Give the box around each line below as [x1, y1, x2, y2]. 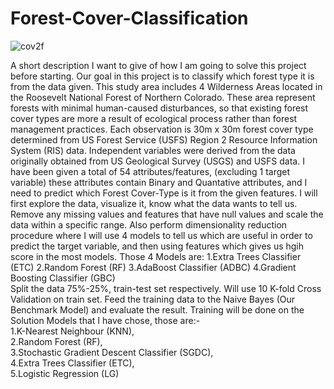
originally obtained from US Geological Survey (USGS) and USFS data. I [10, 155, 305, 167]
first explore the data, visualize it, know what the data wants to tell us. [10, 197, 298, 209]
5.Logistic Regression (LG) [10, 367, 120, 379]
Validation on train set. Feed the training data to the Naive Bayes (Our [10, 293, 296, 305]
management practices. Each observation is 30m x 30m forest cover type [10, 123, 314, 135]
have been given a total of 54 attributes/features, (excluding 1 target [10, 165, 291, 177]
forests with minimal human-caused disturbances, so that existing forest [10, 102, 309, 114]
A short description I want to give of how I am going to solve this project [10, 59, 307, 71]
